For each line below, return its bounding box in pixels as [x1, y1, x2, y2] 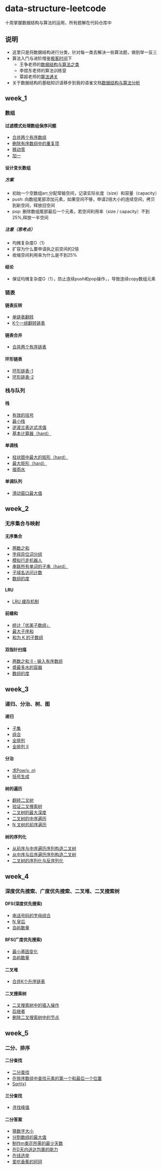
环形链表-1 [12, 368, 33, 374]
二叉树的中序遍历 [12, 816, 47, 822]
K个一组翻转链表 [12, 320, 45, 326]
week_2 [5, 504, 29, 513]
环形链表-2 [12, 374, 34, 380]
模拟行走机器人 [12, 557, 42, 563]
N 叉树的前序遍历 [12, 822, 47, 827]
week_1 [5, 94, 27, 102]
